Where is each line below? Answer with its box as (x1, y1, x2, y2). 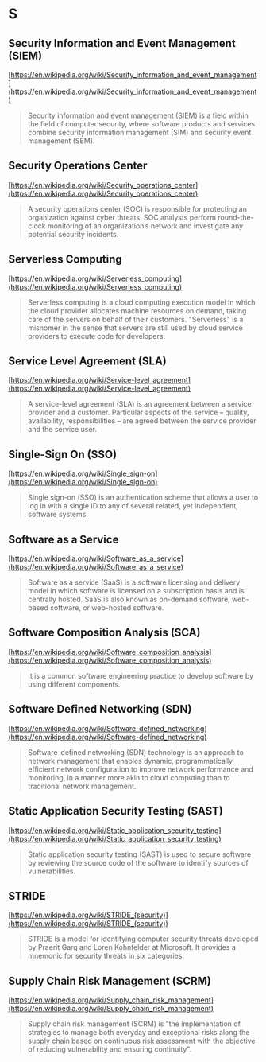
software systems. (27, 510, 89, 519)
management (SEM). (27, 136, 95, 146)
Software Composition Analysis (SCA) (8, 626, 201, 640)
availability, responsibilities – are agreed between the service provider (27, 416, 256, 426)
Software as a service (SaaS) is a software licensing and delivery (27, 578, 241, 587)
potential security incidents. (27, 229, 119, 239)
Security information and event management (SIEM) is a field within (27, 111, 249, 120)
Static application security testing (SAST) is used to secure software (27, 849, 252, 859)
